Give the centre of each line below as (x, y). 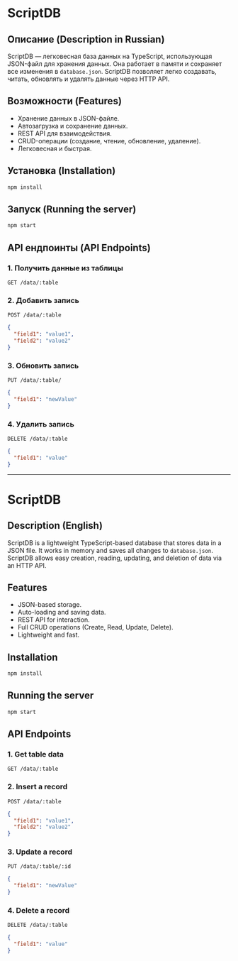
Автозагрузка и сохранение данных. (73, 126)
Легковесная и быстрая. (55, 148)
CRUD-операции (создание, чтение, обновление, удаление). (109, 141)
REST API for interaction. (53, 620)
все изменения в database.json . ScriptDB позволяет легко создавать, (112, 71)
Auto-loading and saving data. (62, 613)
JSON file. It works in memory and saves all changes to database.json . (110, 550)
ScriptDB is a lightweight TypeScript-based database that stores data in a (114, 543)
